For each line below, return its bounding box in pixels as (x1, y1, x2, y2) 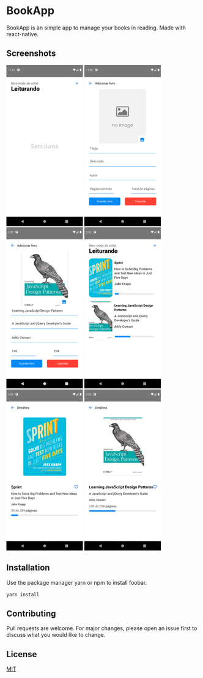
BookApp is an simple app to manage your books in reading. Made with (6, 24, 186, 31)
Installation (6, 563, 50, 573)
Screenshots (6, 48, 56, 59)
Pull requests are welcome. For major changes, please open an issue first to (6, 625, 197, 632)
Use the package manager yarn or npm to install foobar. (6, 579, 147, 586)
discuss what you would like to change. (6, 631, 106, 639)
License (6, 649, 37, 660)
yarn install (6, 591, 40, 598)
